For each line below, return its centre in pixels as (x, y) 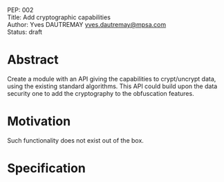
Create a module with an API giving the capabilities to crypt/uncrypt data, (112, 79)
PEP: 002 (20, 10)
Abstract (33, 60)
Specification (47, 169)
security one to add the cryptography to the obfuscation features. (101, 93)
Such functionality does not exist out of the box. (75, 140)
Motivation (39, 122)
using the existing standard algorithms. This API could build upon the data (112, 86)
